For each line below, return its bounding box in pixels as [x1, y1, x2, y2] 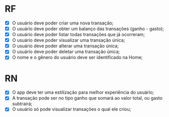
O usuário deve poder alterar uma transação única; [12, 43, 119, 49]
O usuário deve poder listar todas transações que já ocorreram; [12, 32, 145, 38]
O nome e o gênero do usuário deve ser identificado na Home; [12, 54, 143, 61]
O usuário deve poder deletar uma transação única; [12, 49, 120, 55]
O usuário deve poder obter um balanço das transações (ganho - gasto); [12, 26, 164, 32]
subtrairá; [12, 101, 32, 107]
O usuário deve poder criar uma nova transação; [12, 20, 114, 26]
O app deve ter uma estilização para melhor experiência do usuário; [12, 90, 154, 96]
